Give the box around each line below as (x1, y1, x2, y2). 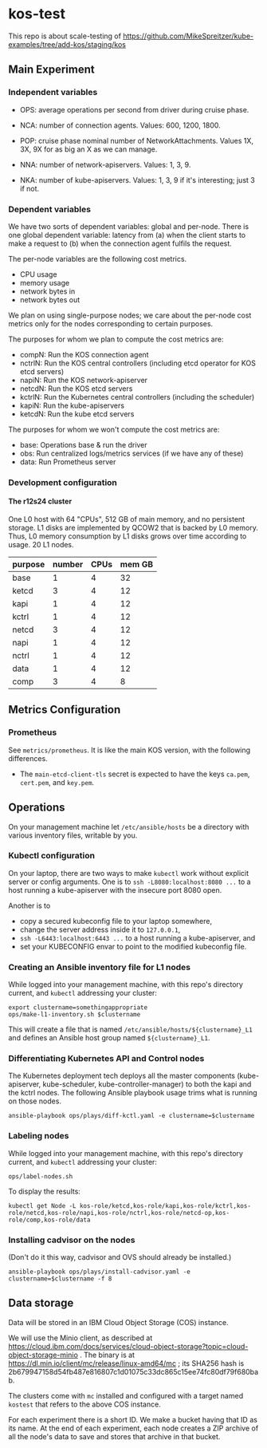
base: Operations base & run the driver (19, 440, 147, 449)
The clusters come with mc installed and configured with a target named (8, 1391, 244, 1400)
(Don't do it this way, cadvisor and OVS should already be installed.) (8, 1253, 232, 1262)
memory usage (19, 278, 70, 287)
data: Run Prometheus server (19, 456, 116, 467)
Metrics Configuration (8, 703, 121, 716)
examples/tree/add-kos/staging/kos (8, 39, 126, 49)
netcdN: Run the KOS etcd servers (19, 384, 133, 393)
